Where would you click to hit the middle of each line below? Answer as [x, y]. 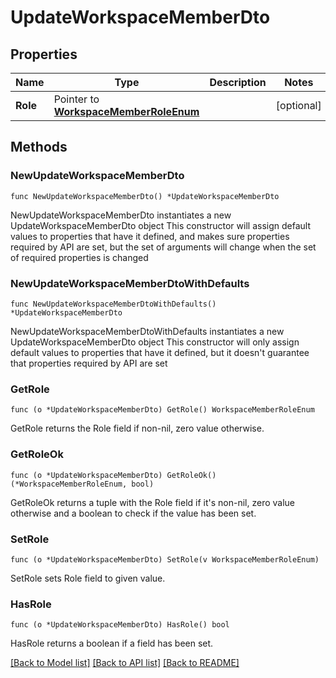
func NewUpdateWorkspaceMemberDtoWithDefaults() [113, 304]
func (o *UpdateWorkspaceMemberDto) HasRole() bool [120, 625]
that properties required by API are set [89, 363]
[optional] [298, 105]
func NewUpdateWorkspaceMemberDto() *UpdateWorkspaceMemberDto [145, 196]
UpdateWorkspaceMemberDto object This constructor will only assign [155, 342]
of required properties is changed [79, 257]
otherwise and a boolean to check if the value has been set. [133, 513]
